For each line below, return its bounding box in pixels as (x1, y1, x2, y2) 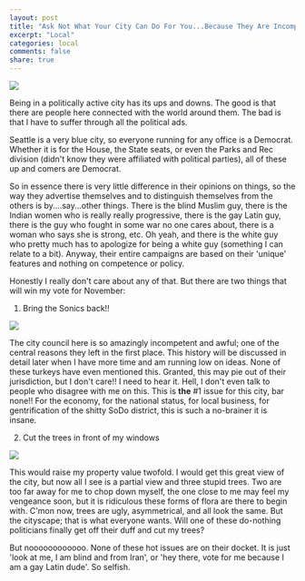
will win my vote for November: (9, 285, 126, 296)
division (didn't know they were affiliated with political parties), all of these (9, 153, 288, 164)
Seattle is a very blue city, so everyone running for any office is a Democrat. (9, 134, 293, 145)
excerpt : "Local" (9, 30, 75, 39)
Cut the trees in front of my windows (22, 432, 161, 443)
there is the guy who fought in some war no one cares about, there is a (9, 220, 274, 230)
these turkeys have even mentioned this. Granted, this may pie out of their (9, 367, 287, 377)
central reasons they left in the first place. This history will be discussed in (9, 347, 287, 358)
